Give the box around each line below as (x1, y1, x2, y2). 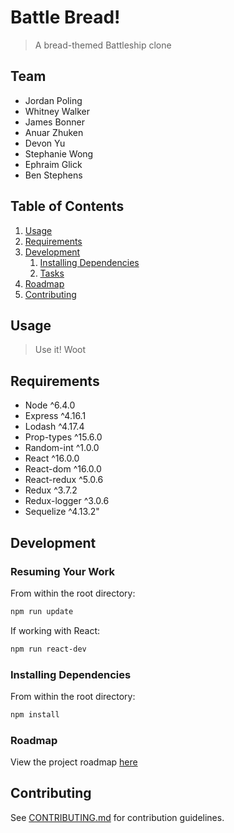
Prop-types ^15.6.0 (24, 431, 103, 443)
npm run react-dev (10, 644, 87, 654)
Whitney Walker (24, 105, 90, 117)
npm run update (10, 606, 74, 616)
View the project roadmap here (10, 756, 138, 768)
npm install (10, 709, 60, 720)
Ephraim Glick (24, 158, 83, 170)
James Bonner (24, 116, 85, 128)
